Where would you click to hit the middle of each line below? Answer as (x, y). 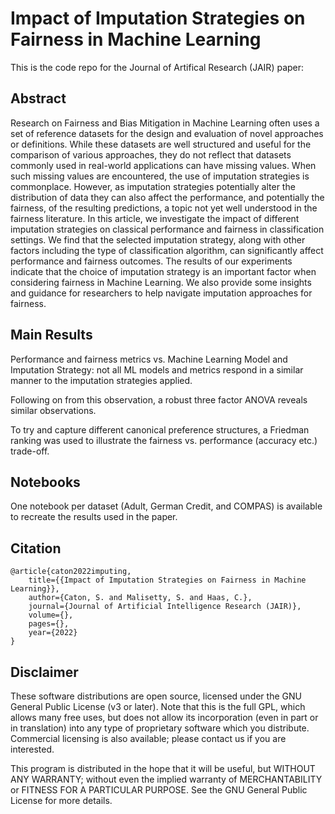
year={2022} (53, 633)
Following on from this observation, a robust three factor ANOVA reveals (159, 399)
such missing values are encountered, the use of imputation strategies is (160, 176)
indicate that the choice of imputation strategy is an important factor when (163, 271)
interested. (32, 749)
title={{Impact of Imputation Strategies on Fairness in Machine (167, 580)
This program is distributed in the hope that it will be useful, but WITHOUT (163, 768)
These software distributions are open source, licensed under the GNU (156, 696)
